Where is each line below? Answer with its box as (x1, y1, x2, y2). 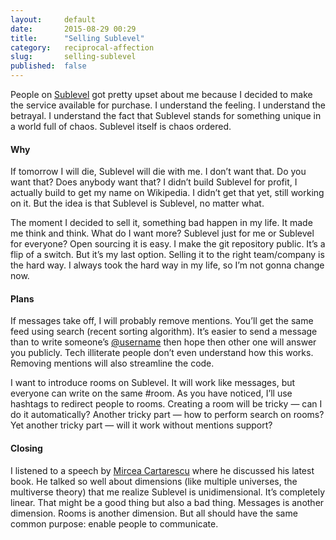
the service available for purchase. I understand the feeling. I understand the (10, 99, 326, 111)
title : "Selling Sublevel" (10, 33, 145, 43)
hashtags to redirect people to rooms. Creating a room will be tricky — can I (10, 398, 323, 410)
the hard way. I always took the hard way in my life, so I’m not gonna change (10, 259, 325, 271)
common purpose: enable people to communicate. (10, 517, 219, 530)
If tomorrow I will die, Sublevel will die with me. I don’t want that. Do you (10, 166, 307, 178)
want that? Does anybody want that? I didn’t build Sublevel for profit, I (10, 176, 298, 188)
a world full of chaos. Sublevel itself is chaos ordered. (10, 121, 232, 132)
